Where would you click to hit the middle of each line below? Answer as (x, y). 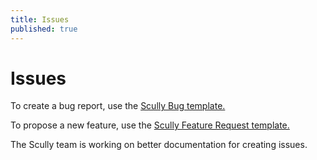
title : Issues (40, 19)
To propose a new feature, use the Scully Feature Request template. (150, 125)
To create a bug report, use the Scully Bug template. (118, 106)
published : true (44, 29)
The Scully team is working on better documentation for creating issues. (159, 145)
